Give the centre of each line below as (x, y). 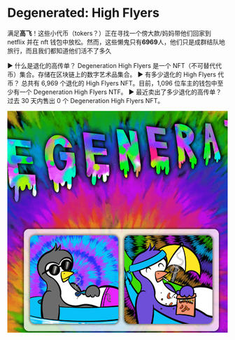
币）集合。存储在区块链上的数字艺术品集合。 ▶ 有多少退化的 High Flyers (112, 74)
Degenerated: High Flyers (83, 13)
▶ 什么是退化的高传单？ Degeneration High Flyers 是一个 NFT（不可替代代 (115, 65)
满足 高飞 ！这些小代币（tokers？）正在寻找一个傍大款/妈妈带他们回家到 (109, 33)
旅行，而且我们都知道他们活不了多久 (59, 50)
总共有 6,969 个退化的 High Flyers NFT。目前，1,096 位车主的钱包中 (119, 83)
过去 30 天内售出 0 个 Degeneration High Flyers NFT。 (86, 100)
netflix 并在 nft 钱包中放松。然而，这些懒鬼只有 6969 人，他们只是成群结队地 (116, 42)
